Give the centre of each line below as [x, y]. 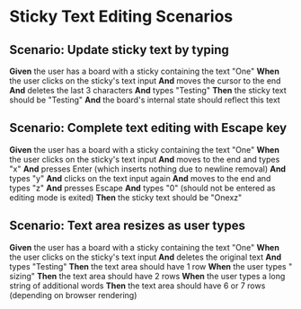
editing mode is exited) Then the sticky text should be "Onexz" [126, 197]
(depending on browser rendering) [73, 295]
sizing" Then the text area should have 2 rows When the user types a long [147, 276]
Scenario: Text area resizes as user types [127, 226]
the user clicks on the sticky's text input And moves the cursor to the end [145, 81]
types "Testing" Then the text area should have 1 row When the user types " [151, 266]
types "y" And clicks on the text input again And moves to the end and [140, 178]
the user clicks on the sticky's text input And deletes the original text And [146, 257]
